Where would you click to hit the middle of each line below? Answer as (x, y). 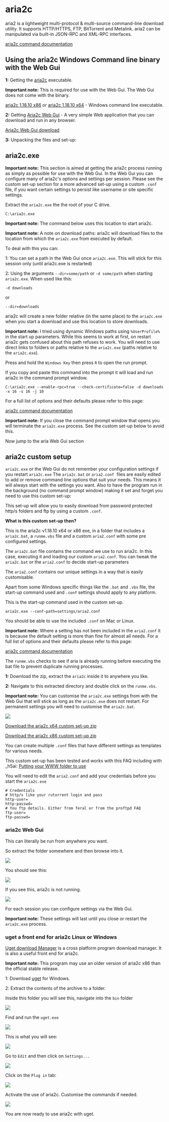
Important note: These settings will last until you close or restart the (76, 918)
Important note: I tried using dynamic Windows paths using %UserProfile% (83, 331)
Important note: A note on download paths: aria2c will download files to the (84, 233)
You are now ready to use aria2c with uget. (50, 1114)
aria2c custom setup (38, 457)
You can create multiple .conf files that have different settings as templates (83, 746)
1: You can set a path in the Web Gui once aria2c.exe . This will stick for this (83, 258)
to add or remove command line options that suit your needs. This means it (83, 480)
